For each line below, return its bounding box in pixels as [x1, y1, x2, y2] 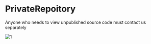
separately [5, 24, 27, 30]
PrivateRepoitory [5, 3, 76, 15]
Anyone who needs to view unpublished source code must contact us [5, 19, 146, 25]
